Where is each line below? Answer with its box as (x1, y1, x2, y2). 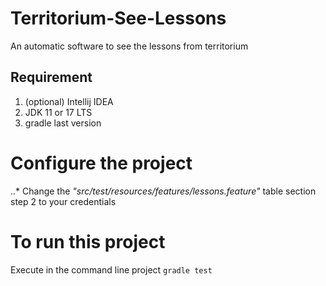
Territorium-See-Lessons (10, 7, 227, 30)
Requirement (10, 69, 93, 86)
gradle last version (24, 117, 102, 129)
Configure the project (10, 152, 193, 174)
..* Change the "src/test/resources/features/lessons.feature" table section (10, 185, 317, 197)
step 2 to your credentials (10, 195, 117, 207)
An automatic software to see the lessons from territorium (10, 40, 249, 52)
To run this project (10, 230, 166, 253)
